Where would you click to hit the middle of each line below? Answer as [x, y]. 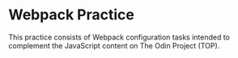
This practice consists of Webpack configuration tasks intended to [119, 37]
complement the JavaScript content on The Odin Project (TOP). [114, 45]
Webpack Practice [72, 15]
